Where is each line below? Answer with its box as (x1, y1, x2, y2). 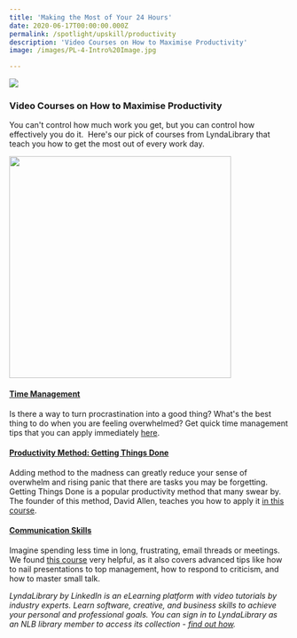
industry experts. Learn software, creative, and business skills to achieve (9, 600, 277, 610)
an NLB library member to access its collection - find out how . (9, 618, 237, 630)
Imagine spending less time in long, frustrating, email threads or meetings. (9, 545, 281, 555)
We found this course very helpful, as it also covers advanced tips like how (9, 555, 283, 565)
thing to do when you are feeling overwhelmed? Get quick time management (9, 418, 288, 429)
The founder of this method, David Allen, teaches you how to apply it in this (9, 495, 285, 506)
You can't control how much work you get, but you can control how (9, 120, 255, 130)
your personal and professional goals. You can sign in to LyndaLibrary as (9, 610, 277, 620)
